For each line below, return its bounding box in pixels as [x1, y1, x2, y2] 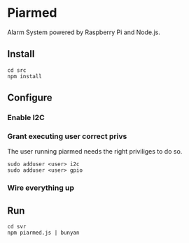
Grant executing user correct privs [7, 131, 127, 141]
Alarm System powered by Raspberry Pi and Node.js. [7, 28, 161, 36]
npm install [7, 73, 42, 80]
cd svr [7, 223, 27, 230]
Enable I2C [7, 113, 45, 123]
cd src [7, 66, 27, 74]
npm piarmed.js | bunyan [7, 229, 80, 237]
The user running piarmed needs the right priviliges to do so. [7, 147, 183, 156]
